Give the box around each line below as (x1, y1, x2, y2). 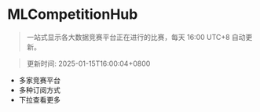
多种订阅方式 (18, 85, 60, 95)
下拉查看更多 (18, 95, 60, 104)
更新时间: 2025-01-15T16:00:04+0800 (26, 59, 151, 68)
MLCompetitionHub (7, 5, 138, 23)
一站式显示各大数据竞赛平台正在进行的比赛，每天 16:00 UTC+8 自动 (26, 32, 246, 42)
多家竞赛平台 (18, 75, 60, 85)
